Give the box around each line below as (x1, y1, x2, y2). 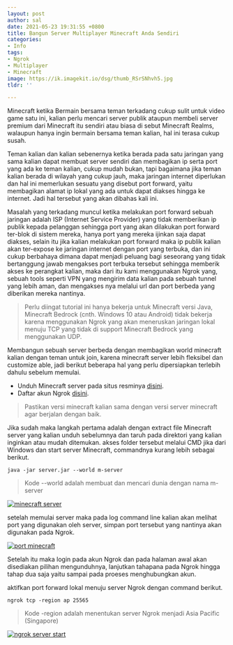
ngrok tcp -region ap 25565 (7, 597, 89, 604)
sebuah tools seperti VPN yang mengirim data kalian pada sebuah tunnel (7, 275, 216, 283)
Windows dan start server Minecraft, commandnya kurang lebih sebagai (7, 446, 215, 454)
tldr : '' (7, 82, 33, 89)
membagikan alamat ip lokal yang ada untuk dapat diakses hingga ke (7, 187, 206, 195)
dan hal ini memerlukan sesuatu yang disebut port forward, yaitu (7, 179, 193, 188)
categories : (7, 36, 42, 43)
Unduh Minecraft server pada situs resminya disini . (17, 381, 164, 390)
